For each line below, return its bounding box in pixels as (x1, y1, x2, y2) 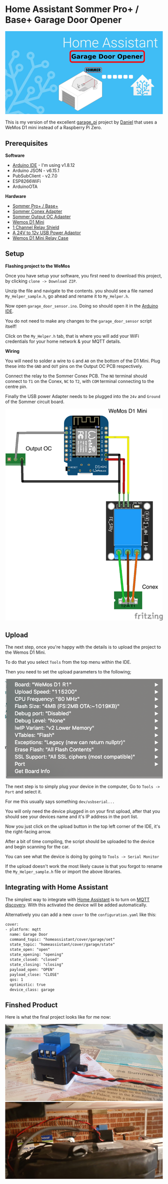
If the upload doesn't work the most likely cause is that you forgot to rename (5, 863, 162, 869)
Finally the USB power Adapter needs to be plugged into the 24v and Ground (5, 393, 161, 399)
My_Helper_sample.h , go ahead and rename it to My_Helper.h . (5, 293, 129, 299)
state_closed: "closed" (9, 957, 59, 962)
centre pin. (5, 383, 27, 389)
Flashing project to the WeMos (5, 263, 70, 269)
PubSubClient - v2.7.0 (12, 173, 57, 179)
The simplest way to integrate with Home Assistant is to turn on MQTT (5, 896, 150, 903)
